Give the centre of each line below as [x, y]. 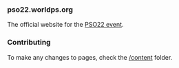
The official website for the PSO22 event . [65, 25]
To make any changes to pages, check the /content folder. [90, 57]
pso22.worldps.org [40, 10]
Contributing [29, 43]
